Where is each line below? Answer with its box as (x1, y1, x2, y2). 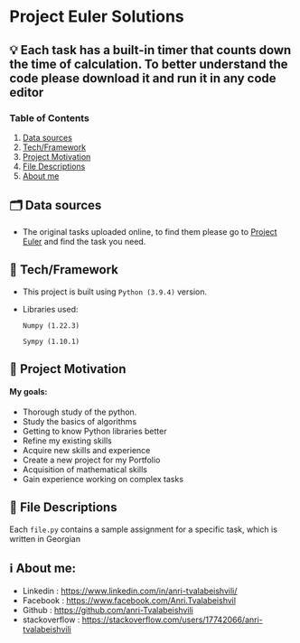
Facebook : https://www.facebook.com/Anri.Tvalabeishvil (22, 594, 237, 606)
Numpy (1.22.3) (22, 321, 80, 331)
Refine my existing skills (22, 435, 113, 446)
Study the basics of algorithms (22, 416, 137, 427)
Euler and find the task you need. (22, 236, 146, 247)
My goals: (9, 387, 48, 397)
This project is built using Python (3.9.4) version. (22, 286, 208, 297)
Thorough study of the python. (22, 406, 137, 417)
